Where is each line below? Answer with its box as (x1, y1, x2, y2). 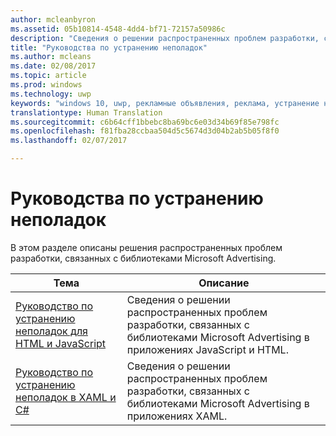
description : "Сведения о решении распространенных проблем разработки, (10, 33, 320, 43)
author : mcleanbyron (10, 14, 97, 25)
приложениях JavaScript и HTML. (126, 342, 289, 356)
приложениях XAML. (126, 409, 228, 423)
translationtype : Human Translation (10, 107, 163, 118)
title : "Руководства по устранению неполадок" (10, 42, 208, 53)
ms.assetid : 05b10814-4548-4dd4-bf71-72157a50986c (10, 24, 226, 34)
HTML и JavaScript (15, 336, 107, 350)
